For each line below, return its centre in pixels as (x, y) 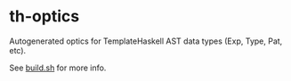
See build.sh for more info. (58, 68)
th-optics (44, 16)
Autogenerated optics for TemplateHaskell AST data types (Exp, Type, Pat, (146, 41)
